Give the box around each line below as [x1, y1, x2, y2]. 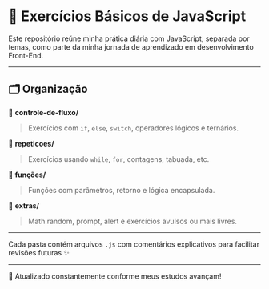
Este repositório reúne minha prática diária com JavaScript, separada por [8, 34, 250, 43]
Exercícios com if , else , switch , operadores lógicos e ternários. [27, 123, 239, 133]
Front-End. [8, 50, 44, 60]
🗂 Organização [8, 82, 88, 96]
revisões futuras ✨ [8, 247, 70, 257]
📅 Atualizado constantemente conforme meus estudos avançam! [8, 271, 222, 281]
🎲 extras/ [8, 200, 40, 211]
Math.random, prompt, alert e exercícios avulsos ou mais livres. [27, 216, 238, 226]
